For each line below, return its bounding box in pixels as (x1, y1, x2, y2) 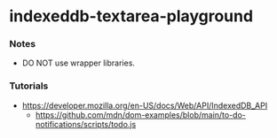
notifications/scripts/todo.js (35, 119, 137, 129)
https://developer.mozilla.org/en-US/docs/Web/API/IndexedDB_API (21, 100, 268, 111)
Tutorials (9, 80, 49, 92)
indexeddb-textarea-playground (9, 6, 254, 27)
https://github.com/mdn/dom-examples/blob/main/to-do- (35, 109, 247, 120)
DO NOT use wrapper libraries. (21, 57, 136, 68)
